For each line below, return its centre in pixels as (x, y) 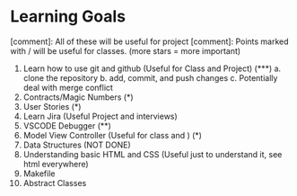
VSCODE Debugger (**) (67, 125)
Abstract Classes (55, 183)
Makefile (39, 174)
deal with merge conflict (68, 87)
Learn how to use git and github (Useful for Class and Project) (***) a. (152, 68)
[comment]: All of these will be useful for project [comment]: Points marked (150, 41)
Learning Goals (68, 17)
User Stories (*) (52, 106)
